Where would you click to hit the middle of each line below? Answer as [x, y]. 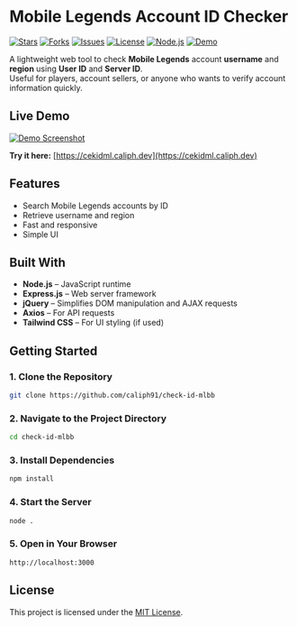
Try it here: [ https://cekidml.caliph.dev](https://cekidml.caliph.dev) [134, 155]
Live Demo [40, 116]
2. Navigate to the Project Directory [88, 419]
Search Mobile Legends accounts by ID [95, 206]
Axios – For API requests [68, 313]
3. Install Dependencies [62, 460]
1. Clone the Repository [61, 376]
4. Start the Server [50, 502]
